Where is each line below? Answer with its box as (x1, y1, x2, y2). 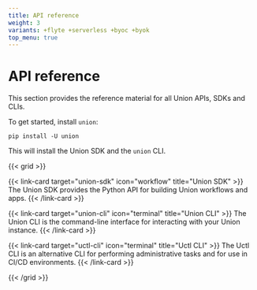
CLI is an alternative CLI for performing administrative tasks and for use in (8, 249, 248, 258)
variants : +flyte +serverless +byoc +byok (8, 26, 150, 34)
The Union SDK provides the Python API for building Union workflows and (8, 185, 248, 195)
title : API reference (8, 11, 80, 20)
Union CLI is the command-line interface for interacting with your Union (8, 217, 240, 227)
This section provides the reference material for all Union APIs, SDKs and (8, 94, 246, 103)
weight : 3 (8, 19, 41, 27)
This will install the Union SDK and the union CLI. (8, 147, 166, 156)
